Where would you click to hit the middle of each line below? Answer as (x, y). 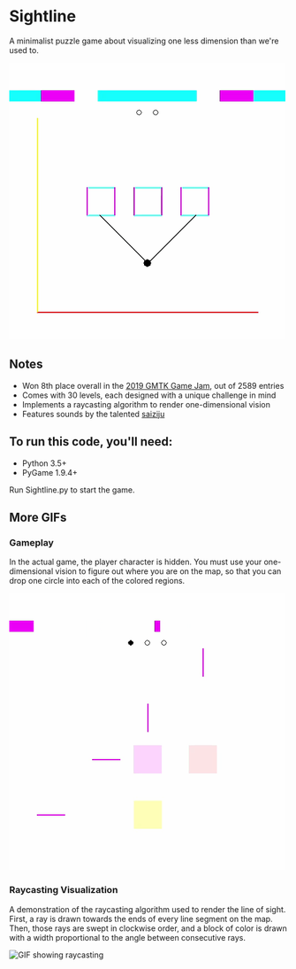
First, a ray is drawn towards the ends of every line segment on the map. (141, 919)
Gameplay (32, 542)
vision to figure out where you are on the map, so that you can (168, 571)
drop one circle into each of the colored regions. (97, 581)
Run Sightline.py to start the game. (72, 490)
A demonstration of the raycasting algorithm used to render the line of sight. (148, 909)
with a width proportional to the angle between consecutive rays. (127, 937)
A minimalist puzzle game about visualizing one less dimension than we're (144, 41)
